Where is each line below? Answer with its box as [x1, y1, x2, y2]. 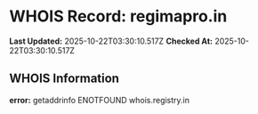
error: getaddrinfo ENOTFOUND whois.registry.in [9, 94, 189, 105]
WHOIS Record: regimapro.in [9, 6, 228, 27]
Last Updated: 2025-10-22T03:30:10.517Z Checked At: [9, 36, 214, 46]
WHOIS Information [9, 71, 120, 86]
